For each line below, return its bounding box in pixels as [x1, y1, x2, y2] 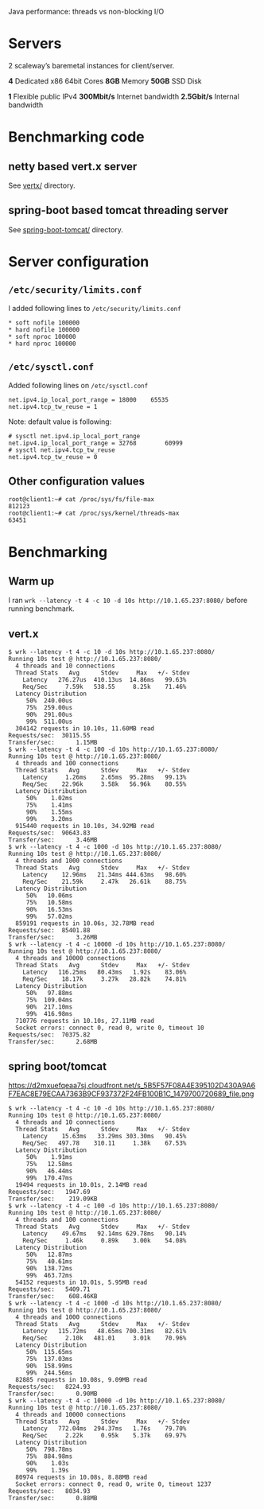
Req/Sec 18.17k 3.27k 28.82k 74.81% [22, 975, 187, 983]
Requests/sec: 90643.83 [8, 829, 91, 838]
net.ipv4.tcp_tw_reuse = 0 [8, 453, 98, 461]
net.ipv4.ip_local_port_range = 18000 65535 [8, 395, 169, 404]
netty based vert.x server [8, 159, 138, 173]
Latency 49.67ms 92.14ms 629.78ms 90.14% [22, 1230, 187, 1238]
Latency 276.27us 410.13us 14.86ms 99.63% [22, 676, 187, 684]
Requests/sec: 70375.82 [8, 1031, 91, 1039]
